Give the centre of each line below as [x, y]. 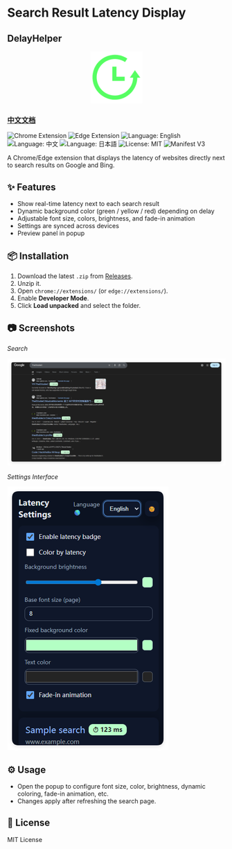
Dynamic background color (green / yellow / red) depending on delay [116, 211]
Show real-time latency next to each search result [88, 204]
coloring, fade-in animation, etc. [63, 794]
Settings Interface [33, 477]
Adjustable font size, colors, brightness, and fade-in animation [106, 218]
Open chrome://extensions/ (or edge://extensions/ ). [92, 291]
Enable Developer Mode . [53, 298]
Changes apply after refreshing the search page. [87, 801]
